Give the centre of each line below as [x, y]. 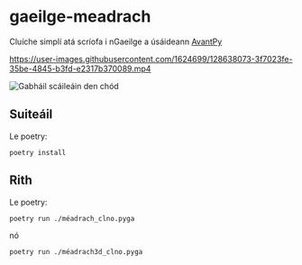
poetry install [38, 152]
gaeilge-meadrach [80, 17]
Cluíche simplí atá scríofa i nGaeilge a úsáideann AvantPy [116, 41]
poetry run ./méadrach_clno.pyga [72, 218]
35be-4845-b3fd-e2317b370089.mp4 [80, 69]
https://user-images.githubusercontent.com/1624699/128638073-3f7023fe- [151, 59]
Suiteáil [31, 114]
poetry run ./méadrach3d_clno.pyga [76, 251]
